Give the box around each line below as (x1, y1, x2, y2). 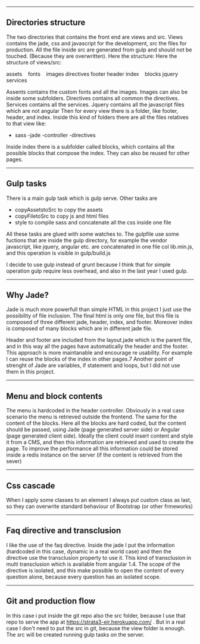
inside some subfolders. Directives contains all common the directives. (6, 94, 180, 101)
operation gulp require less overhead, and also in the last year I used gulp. (6, 267, 188, 275)
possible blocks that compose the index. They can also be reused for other (6, 149, 190, 156)
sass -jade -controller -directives (14, 131, 96, 138)
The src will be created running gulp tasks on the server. (6, 631, 145, 638)
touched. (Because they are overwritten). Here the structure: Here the (6, 52, 177, 60)
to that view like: (6, 120, 46, 127)
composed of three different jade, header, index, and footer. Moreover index (6, 319, 193, 326)
